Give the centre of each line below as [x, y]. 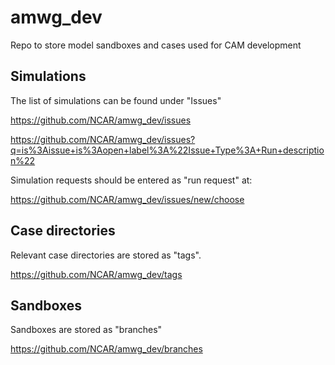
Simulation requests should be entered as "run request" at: [131, 180]
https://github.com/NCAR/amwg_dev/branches [106, 349]
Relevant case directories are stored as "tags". [106, 255]
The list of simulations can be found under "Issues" [116, 100]
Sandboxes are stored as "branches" [86, 330]
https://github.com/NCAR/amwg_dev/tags [96, 274]
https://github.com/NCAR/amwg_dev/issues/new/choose [127, 199]
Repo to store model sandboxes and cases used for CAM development [156, 45]
